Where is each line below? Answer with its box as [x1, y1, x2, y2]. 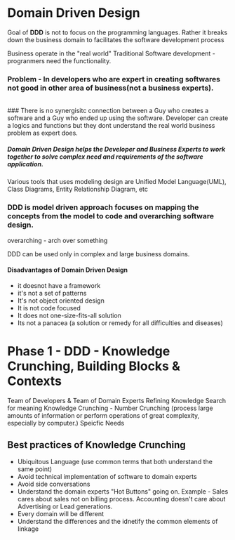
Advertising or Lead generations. [17, 502, 113, 511]
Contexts [7, 373, 62, 389]
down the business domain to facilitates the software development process [7, 35, 224, 44]
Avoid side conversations [17, 480, 90, 489]
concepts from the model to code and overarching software [7, 211, 214, 221]
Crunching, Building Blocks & [7, 358, 180, 374]
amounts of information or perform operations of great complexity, [7, 411, 200, 419]
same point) [17, 465, 53, 473]
